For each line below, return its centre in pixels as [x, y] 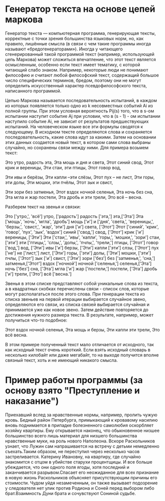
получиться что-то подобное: [36, 320]
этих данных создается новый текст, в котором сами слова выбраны [78, 142]
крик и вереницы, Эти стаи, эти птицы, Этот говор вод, [63, 167]
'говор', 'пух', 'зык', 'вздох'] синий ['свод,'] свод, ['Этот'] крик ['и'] [75, 232]
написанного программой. [33, 91]
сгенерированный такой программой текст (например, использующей [80, 54]
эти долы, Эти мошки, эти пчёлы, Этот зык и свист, [59, 182]
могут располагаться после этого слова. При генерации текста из [75, 294]
